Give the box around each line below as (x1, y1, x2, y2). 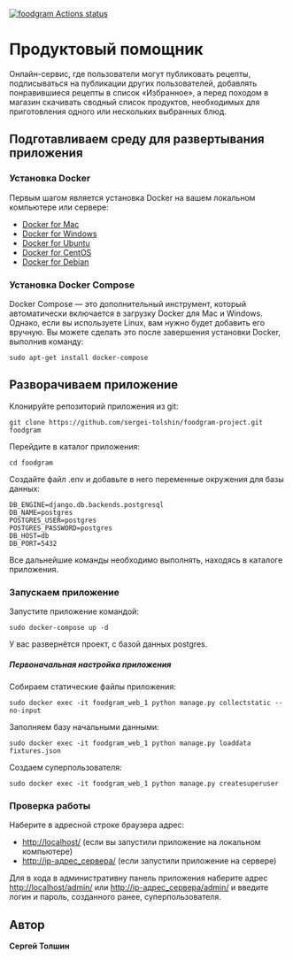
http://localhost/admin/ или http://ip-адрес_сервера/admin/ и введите (9, 882, 269, 893)
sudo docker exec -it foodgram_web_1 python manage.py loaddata (9, 739, 251, 748)
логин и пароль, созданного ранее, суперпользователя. (9, 892, 221, 902)
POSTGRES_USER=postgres (9, 516, 97, 525)
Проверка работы (9, 799, 91, 811)
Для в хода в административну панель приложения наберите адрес (9, 872, 268, 884)
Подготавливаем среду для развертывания (9, 132, 265, 147)
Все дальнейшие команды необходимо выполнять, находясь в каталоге (9, 554, 283, 565)
